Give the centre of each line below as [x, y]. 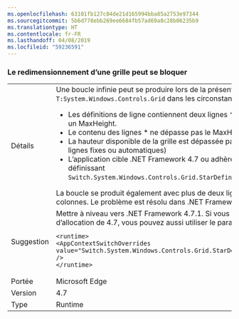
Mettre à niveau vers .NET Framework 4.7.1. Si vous [143, 213]
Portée [22, 281]
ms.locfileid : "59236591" [46, 47]
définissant [86, 168]
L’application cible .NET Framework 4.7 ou [139, 159]
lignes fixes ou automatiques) [117, 151]
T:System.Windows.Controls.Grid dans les [126, 98]
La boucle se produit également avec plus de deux [140, 193]
